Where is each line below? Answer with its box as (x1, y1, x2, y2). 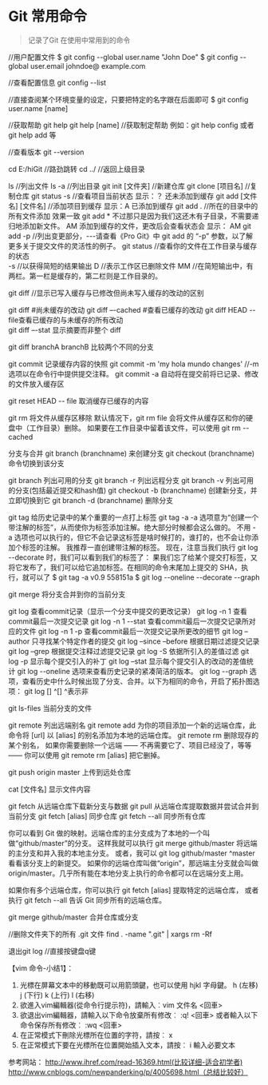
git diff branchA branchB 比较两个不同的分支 (8, 341, 154, 352)
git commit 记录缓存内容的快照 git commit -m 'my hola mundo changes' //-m (8, 359, 259, 369)
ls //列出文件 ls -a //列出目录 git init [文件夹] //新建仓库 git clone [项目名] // (8, 181, 250, 190)
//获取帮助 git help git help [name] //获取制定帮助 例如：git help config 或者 (8, 120, 254, 130)
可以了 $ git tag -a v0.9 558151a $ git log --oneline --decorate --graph (29, 572, 260, 582)
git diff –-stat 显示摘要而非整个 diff (8, 325, 121, 334)
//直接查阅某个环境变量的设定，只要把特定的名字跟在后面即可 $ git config (8, 94, 249, 104)
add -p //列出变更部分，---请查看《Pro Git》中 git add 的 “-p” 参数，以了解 (8, 231, 254, 241)
